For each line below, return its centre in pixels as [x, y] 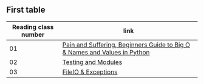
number [33, 34]
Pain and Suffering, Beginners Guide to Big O [126, 45]
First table [26, 10]
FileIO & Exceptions [90, 72]
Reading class [33, 27]
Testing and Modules [92, 62]
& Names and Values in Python [106, 52]
